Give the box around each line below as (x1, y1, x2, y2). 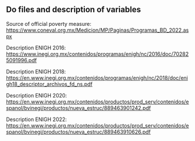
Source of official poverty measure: (6, 20, 92, 27)
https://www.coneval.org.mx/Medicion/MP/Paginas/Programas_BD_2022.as (6, 26, 189, 33)
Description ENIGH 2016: (6, 44, 66, 51)
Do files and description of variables (6, 5, 141, 15)
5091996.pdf (6, 56, 37, 63)
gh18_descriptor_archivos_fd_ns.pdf (6, 80, 93, 88)
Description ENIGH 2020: (6, 92, 67, 99)
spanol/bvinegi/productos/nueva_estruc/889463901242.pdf (6, 104, 151, 111)
